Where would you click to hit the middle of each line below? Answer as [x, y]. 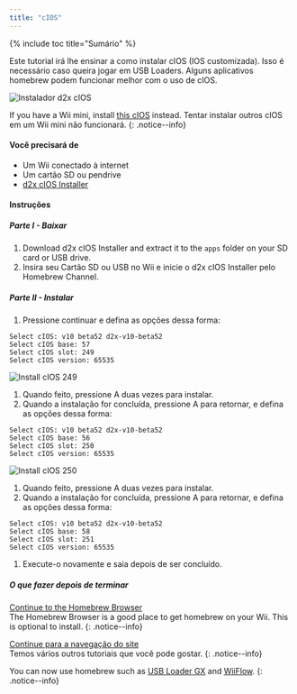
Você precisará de [44, 145]
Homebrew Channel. [60, 277]
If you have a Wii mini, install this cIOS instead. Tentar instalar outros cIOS [146, 114]
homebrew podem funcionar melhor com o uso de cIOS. [113, 80]
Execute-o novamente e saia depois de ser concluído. [122, 564]
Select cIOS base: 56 [50, 438]
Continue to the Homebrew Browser [76, 607]
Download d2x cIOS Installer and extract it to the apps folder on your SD [155, 248]
